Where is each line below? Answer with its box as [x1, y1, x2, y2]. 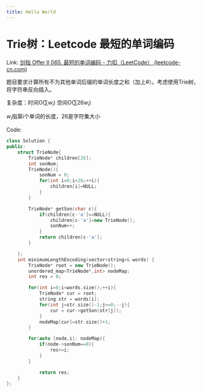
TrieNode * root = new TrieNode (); [28, 262, 116, 268]
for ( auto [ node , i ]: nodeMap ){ [28, 336, 105, 342]
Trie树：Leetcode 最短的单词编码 [6, 37, 174, 51]
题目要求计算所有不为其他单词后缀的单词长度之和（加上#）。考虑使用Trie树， [6, 78, 200, 86]
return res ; [39, 369, 70, 375]
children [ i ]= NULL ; [50, 183, 97, 190]
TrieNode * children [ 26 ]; [28, 155, 92, 161]
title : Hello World [6, 9, 56, 15]
